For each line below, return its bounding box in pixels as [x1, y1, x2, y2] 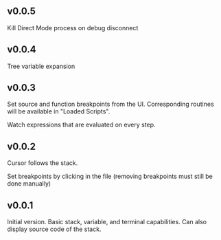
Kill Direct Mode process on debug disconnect [7, 23, 139, 32]
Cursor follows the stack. [7, 159, 78, 167]
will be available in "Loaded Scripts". [7, 107, 110, 116]
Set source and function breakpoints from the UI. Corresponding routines [7, 100, 214, 109]
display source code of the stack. [7, 225, 102, 233]
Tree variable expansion [7, 62, 75, 70]
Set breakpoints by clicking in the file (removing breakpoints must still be [7, 172, 213, 181]
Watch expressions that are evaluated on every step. [7, 120, 156, 129]
